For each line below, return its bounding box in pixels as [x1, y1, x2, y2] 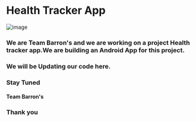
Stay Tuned [6, 78, 40, 87]
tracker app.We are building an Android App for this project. [6, 46, 185, 54]
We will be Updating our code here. [6, 62, 111, 70]
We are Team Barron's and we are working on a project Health [6, 38, 191, 47]
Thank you [6, 108, 38, 117]
